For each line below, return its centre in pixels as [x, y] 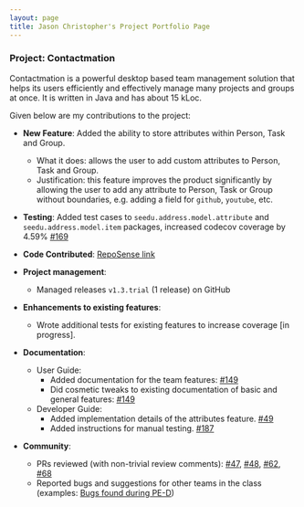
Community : [47, 446]
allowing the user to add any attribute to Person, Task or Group [154, 189]
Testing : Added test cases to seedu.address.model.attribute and [146, 217]
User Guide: [59, 370]
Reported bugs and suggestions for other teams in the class [149, 483]
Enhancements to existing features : [92, 307]
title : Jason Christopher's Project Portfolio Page [110, 26]
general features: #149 [92, 399]
